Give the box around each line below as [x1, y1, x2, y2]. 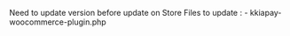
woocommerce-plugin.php [9, 17, 106, 27]
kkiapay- [249, 8, 282, 18]
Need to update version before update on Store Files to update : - [9, 8, 248, 18]
